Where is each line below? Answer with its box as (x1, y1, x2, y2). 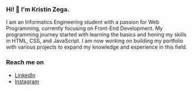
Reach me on (6, 58, 44, 66)
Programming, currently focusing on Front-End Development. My (6, 25, 163, 32)
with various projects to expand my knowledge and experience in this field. (6, 43, 188, 50)
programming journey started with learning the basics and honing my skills (6, 31, 187, 38)
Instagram (14, 77, 39, 85)
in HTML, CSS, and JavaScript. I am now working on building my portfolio (6, 38, 184, 45)
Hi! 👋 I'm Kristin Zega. (6, 5, 70, 14)
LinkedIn (14, 72, 36, 79)
